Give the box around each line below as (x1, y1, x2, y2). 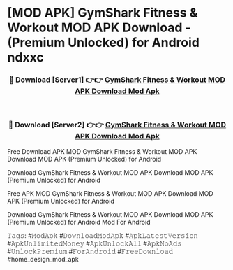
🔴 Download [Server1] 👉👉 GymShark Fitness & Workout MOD (9, 75, 225, 85)
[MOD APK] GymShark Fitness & (7, 5, 198, 21)
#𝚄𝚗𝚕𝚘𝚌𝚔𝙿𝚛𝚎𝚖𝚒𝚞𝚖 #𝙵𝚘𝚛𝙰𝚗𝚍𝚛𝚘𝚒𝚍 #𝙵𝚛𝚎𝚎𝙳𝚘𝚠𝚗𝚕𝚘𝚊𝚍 (7, 247, 173, 255)
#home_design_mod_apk (7, 255, 79, 263)
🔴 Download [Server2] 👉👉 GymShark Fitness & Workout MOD (8, 120, 227, 130)
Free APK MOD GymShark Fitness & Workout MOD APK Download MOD (7, 189, 214, 197)
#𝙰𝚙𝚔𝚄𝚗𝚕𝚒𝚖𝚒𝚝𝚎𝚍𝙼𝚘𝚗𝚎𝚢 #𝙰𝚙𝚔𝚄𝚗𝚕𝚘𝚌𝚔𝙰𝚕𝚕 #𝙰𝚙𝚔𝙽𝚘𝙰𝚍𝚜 (7, 239, 182, 248)
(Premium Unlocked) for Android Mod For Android (7, 218, 151, 226)
